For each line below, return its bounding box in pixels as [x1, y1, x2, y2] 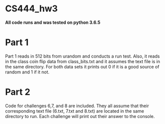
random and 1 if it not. [5, 69, 50, 75]
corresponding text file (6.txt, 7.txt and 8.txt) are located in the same [5, 108, 145, 114]
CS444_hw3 [5, 3, 58, 14]
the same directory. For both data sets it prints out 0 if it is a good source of [5, 63, 160, 69]
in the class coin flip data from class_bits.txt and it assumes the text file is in [5, 58, 160, 64]
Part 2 [5, 86, 31, 98]
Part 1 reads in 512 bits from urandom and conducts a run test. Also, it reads [5, 53, 160, 59]
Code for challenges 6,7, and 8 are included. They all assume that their [5, 103, 149, 109]
